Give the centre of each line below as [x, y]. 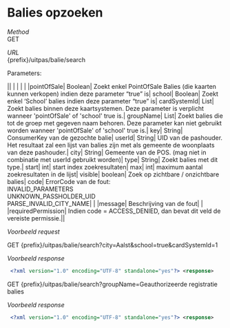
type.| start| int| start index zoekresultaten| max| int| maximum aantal [105, 167]
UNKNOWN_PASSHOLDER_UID [52, 196]
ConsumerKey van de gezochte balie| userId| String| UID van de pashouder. [115, 137]
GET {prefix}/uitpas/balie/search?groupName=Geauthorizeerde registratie [113, 284]
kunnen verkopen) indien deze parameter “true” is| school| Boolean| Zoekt [113, 94]
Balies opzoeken [55, 13]
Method [18, 32]
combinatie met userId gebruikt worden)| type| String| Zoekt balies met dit [113, 159]
